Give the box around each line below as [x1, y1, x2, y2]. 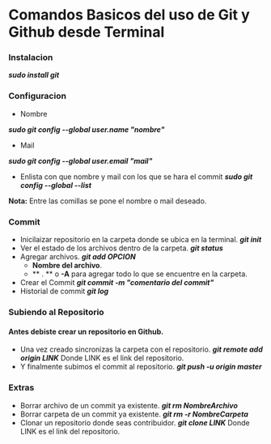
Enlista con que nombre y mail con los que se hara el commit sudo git [19, 172, 253, 181]
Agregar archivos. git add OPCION [19, 252, 136, 262]
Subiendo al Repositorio [8, 306, 104, 318]
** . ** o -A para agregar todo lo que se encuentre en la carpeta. [32, 269, 248, 279]
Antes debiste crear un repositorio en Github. [8, 327, 164, 336]
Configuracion [8, 91, 67, 102]
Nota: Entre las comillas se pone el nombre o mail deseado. [8, 196, 207, 206]
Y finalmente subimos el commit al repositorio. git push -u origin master [19, 362, 263, 372]
